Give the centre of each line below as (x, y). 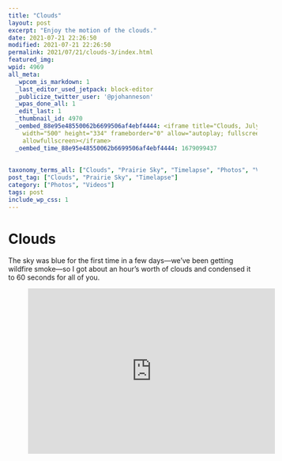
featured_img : (32, 60)
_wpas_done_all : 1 (46, 104)
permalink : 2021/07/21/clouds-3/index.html (81, 52)
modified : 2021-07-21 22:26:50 (60, 45)
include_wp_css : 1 (38, 200)
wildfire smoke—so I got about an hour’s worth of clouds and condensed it (130, 269)
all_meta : (24, 74)
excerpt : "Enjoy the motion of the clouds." (83, 30)
